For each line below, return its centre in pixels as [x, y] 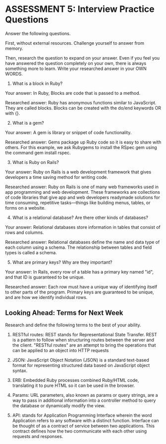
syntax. [20, 370]
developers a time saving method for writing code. [56, 177]
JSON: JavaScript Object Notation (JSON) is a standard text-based [81, 360]
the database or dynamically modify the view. [59, 405]
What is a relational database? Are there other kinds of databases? [80, 218]
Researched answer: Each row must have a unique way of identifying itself [81, 287]
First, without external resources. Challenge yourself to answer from [75, 43]
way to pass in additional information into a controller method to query [84, 400]
